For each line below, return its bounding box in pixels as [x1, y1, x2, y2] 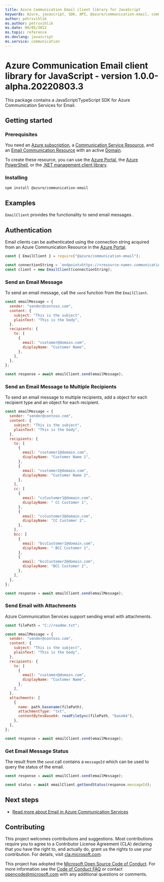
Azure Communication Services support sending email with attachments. [5, 613, 152, 619]
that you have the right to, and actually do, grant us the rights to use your [5, 846, 152, 852]
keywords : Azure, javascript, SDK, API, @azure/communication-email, [5, 12, 150, 17]
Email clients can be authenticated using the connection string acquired [5, 239, 149, 245]
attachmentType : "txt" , [18, 709, 67, 714]
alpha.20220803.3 [5, 81, 84, 92]
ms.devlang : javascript [5, 35, 54, 40]
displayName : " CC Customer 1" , [22, 500, 89, 505]
